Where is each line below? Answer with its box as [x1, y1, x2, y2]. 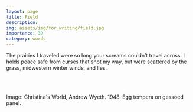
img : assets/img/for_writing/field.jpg [6, 25, 104, 31]
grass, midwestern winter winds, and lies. [6, 65, 107, 71]
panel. [6, 100, 22, 106]
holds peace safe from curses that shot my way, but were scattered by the [6, 58, 187, 65]
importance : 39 [6, 30, 44, 36]
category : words [6, 36, 46, 42]
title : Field [6, 14, 38, 20]
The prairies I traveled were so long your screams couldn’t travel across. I [6, 52, 185, 59]
